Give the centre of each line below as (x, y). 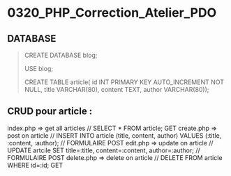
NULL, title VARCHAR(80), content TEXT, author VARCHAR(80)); (117, 89)
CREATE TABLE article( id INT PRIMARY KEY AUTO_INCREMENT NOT (124, 82)
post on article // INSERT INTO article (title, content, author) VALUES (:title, (114, 135)
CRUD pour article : (50, 112)
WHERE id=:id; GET (35, 165)
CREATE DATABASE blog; (61, 55)
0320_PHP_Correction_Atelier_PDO (112, 13)
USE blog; (39, 69)
